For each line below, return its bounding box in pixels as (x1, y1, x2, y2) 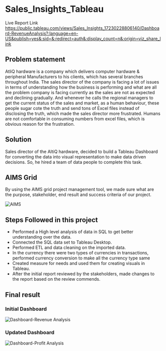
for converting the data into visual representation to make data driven (5, 153, 146, 159)
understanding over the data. (12, 234, 72, 240)
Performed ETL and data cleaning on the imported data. (12, 245, 126, 251)
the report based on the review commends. (12, 276, 100, 282)
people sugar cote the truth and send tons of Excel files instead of (5, 105, 140, 111)
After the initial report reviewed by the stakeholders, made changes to (12, 271, 155, 277)
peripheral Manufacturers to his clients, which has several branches (5, 73, 143, 80)
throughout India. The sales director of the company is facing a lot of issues (5, 79, 160, 85)
